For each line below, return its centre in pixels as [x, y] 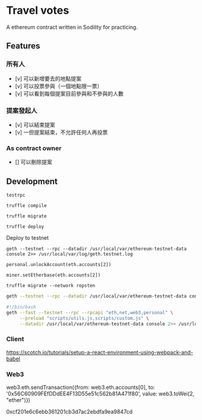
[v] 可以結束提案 [35, 124]
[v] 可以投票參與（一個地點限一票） [59, 86]
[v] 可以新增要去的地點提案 [48, 78]
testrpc [16, 195]
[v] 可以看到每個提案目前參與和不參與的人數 [69, 93]
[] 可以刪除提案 [33, 162]
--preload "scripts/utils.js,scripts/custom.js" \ [84, 318]
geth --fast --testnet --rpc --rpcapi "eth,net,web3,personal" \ [90, 312]
